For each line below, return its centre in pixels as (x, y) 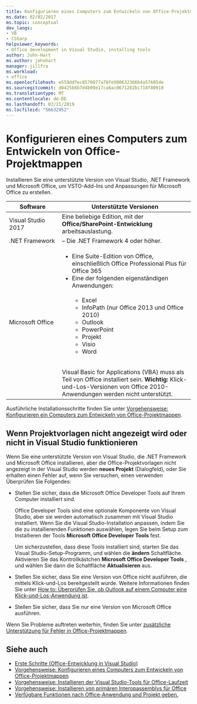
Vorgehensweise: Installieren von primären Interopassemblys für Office (100, 688)
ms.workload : (22, 72)
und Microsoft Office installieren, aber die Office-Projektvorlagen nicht (91, 463)
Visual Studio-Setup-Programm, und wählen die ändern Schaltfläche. (98, 553)
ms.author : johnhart (31, 60)
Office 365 (87, 271)
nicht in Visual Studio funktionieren (72, 443)
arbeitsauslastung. (87, 231)
